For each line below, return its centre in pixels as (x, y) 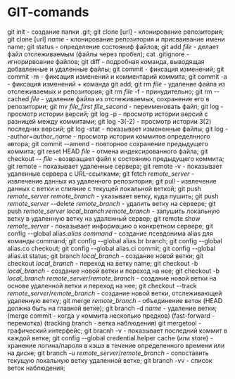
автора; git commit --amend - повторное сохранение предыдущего (108, 143)
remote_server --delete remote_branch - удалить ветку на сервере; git (112, 203)
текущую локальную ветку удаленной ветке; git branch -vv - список (110, 360)
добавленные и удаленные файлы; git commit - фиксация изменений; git (116, 69)
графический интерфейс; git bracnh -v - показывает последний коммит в (117, 330)
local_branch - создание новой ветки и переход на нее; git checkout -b (114, 271)
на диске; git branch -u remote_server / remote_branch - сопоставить (108, 353)
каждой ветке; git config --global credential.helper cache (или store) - (110, 338)
